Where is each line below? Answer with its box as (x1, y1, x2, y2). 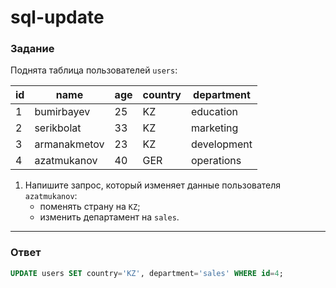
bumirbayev (34, 105, 91, 119)
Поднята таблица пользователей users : (10, 64, 178, 76)
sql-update (10, 6, 105, 29)
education (190, 105, 238, 119)
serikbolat (34, 121, 82, 135)
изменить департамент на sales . (39, 211, 180, 223)
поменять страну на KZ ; (39, 201, 141, 213)
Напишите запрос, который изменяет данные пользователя (24, 179, 282, 191)
